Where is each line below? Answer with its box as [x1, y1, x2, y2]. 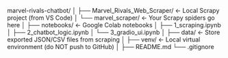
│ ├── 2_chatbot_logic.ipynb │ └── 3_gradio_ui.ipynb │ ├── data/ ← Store [7, 28, 220, 36]
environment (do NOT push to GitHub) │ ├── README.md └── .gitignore [7, 43, 214, 50]
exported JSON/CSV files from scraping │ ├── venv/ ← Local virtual [7, 35, 201, 44]
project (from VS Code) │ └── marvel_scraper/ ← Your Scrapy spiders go [7, 14, 215, 22]
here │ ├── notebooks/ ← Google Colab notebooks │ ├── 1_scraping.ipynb [7, 21, 221, 29]
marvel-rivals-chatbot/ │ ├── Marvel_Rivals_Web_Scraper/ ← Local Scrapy [7, 7, 220, 14]
